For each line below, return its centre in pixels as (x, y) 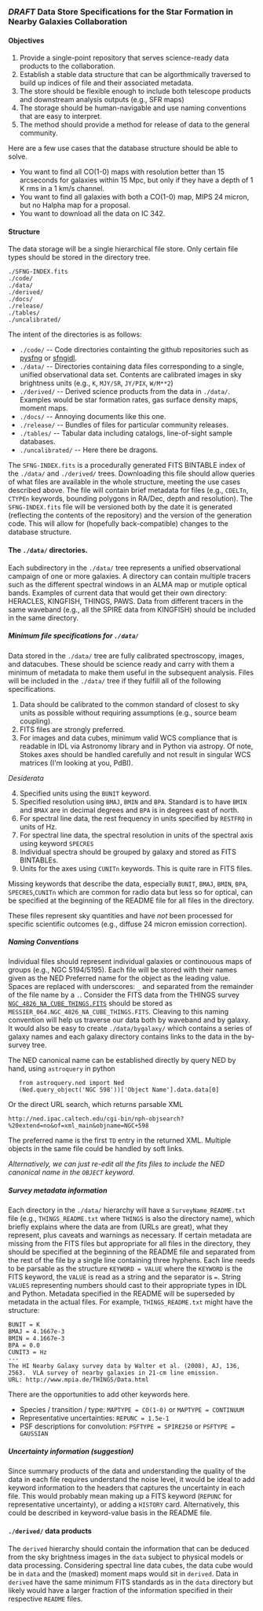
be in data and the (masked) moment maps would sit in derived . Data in (123, 1573)
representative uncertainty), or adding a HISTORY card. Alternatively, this (124, 1505)
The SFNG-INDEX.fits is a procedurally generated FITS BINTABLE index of (127, 465)
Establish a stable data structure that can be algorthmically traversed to (135, 75)
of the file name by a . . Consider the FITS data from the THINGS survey (124, 995)
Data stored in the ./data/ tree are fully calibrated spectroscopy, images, (126, 656)
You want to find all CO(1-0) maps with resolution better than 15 (122, 172)
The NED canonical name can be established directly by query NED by (122, 1061)
